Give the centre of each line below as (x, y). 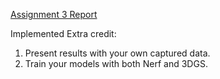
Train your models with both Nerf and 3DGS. (116, 63)
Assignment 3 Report (54, 14)
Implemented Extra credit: (63, 33)
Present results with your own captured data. (117, 53)
